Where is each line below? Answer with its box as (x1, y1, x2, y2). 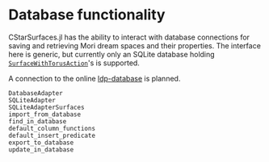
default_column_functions (8, 124, 95, 132)
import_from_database (8, 110, 82, 118)
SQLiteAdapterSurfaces (8, 103, 85, 111)
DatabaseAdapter (8, 89, 63, 98)
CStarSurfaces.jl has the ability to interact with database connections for (8, 32, 250, 42)
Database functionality (8, 6, 166, 24)
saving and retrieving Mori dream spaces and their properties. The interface (8, 40, 261, 50)
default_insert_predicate (8, 131, 95, 139)
